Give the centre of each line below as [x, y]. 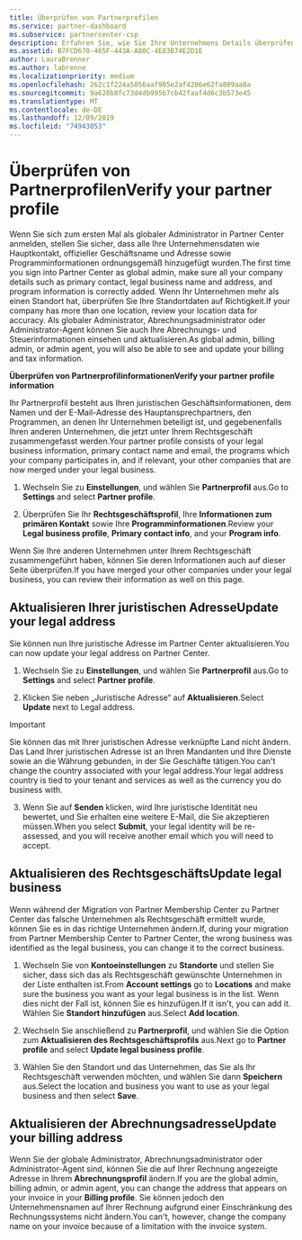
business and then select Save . [80, 1095]
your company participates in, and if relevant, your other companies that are [151, 460]
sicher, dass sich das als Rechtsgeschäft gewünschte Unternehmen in [152, 975]
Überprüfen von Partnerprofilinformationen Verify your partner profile [142, 375]
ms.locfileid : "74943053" [58, 127]
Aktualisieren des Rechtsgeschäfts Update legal [146, 874]
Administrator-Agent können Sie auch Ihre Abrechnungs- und [123, 329]
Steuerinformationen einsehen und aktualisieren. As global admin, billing [142, 339]
